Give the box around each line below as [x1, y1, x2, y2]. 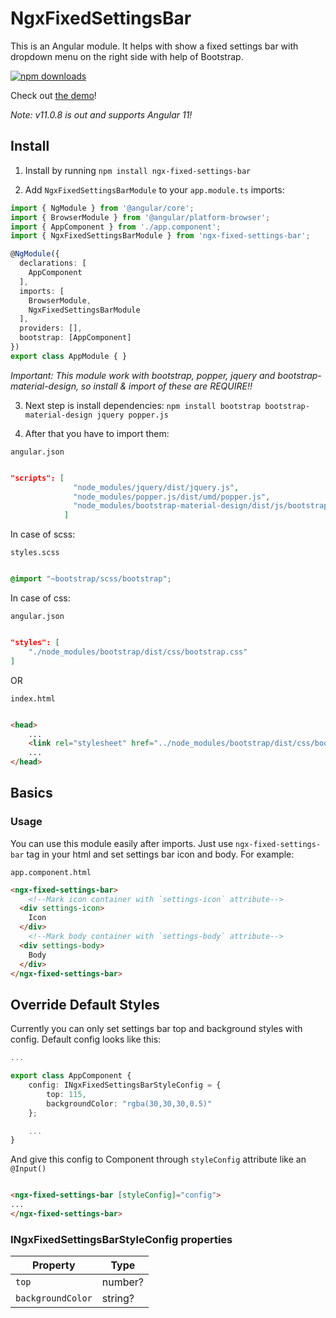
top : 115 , [46, 1089, 87, 1099]
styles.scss [10, 548, 60, 558]
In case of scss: [10, 528, 76, 541]
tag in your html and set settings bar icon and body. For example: [26, 848, 295, 860]
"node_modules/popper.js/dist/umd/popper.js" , [73, 492, 271, 502]
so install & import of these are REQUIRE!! [80, 380, 253, 392]
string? [101, 1292, 135, 1306]
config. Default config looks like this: [10, 1033, 162, 1046]
